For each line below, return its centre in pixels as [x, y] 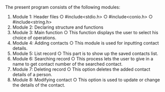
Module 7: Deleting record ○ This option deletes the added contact [81, 69]
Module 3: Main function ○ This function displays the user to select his [85, 32]
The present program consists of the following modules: [63, 7]
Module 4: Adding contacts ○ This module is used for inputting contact [85, 43]
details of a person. [32, 74]
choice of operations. [34, 38]
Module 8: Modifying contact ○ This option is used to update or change [86, 80]
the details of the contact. [39, 85]
